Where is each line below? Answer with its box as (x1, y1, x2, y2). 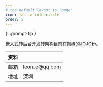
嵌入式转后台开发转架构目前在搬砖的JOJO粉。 (5, 41, 101, 47)
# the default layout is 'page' (5, 7, 73, 13)
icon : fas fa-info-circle (5, 12, 59, 17)
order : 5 (5, 17, 24, 22)
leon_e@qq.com (23, 63, 61, 70)
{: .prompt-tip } (5, 31, 37, 37)
